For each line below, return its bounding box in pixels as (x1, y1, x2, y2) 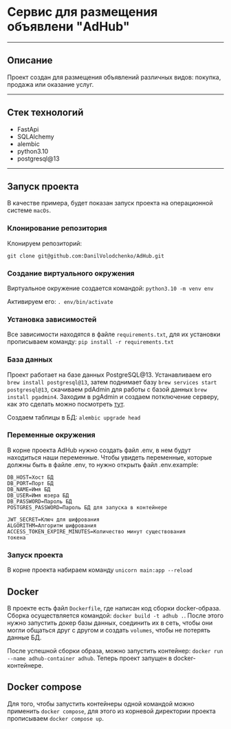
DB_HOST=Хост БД (7, 473, 54, 481)
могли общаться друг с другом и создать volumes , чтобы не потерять (7, 626, 211, 634)
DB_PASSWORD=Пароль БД (7, 497, 72, 505)
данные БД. (7, 633, 42, 641)
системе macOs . (7, 206, 52, 214)
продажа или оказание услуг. (7, 80, 94, 88)
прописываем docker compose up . (7, 714, 104, 722)
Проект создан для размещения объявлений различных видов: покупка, (7, 73, 221, 81)
